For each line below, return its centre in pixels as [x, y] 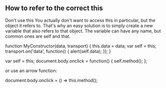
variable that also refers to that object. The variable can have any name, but [83, 31]
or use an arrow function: [31, 70]
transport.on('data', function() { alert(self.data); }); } [58, 51]
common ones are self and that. [38, 36]
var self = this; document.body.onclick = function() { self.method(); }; [76, 61]
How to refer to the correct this [54, 8]
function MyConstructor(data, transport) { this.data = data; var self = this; [81, 46]
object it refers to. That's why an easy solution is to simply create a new [79, 25]
